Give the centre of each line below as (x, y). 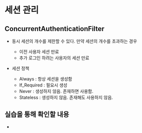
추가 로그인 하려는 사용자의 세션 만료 (54, 58)
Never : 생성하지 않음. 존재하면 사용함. (56, 91)
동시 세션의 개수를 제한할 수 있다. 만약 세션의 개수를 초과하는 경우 (74, 41)
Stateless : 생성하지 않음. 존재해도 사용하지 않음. (66, 97)
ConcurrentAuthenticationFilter (55, 28)
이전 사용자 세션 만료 (39, 52)
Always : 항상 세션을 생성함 (46, 79)
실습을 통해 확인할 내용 (37, 114)
